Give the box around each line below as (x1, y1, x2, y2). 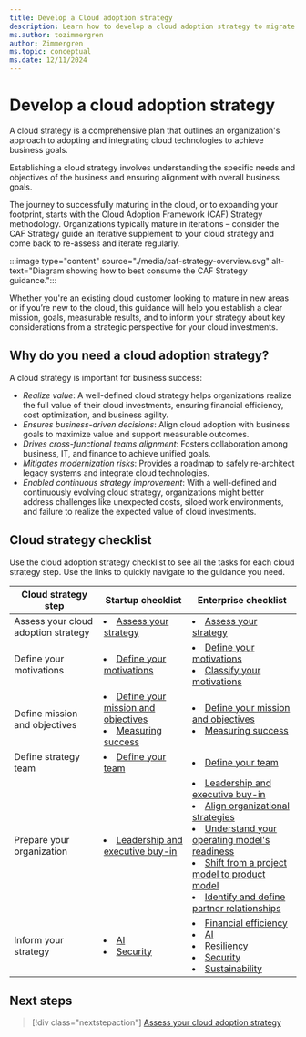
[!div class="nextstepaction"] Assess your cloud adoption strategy (31, 1017, 282, 1028)
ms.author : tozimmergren (9, 30, 104, 39)
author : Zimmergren (9, 38, 84, 48)
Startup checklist (105, 593, 182, 606)
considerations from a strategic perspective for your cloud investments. (9, 321, 279, 333)
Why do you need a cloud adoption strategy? (9, 348, 270, 364)
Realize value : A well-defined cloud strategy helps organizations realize (22, 389, 292, 401)
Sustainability (204, 962, 262, 975)
